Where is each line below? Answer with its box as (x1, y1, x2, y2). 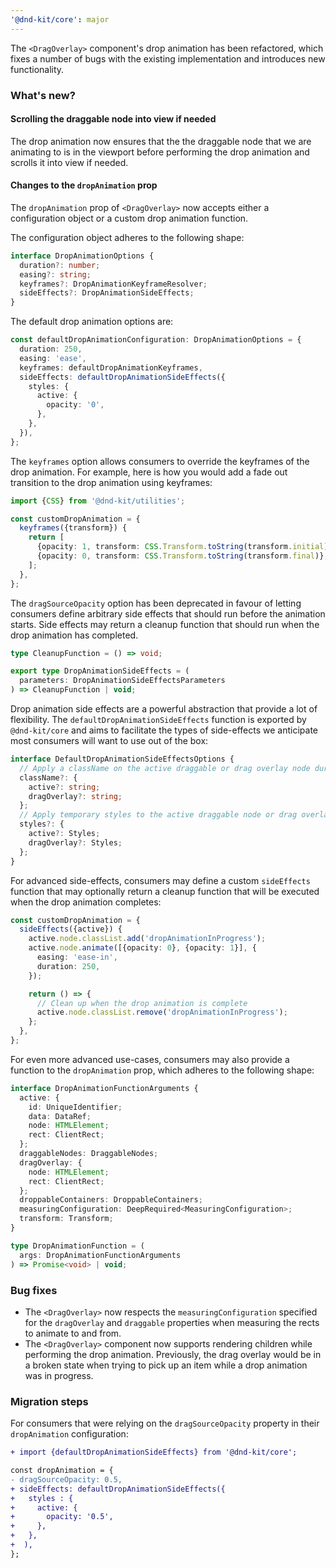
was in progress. (24, 1369, 94, 1381)
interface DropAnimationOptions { (10, 251, 155, 261)
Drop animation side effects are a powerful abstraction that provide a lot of (10, 703, 318, 715)
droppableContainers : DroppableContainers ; (19, 1195, 203, 1205)
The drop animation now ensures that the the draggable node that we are (10, 135, 312, 147)
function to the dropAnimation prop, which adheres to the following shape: (10, 1064, 315, 1076)
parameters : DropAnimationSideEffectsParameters (19, 676, 226, 686)
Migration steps (10, 1394, 89, 1408)
